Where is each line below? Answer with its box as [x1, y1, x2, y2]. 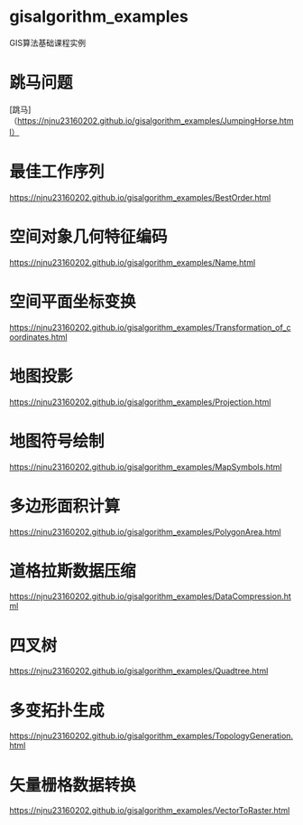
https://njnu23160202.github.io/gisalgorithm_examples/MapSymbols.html [9, 461, 282, 472]
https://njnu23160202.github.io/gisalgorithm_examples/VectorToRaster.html [9, 805, 290, 816]
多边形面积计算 [9, 495, 121, 516]
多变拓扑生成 [9, 700, 106, 720]
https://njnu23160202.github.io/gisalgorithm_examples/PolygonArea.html [9, 526, 281, 537]
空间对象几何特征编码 [9, 227, 169, 247]
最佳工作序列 [9, 162, 106, 183]
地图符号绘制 [9, 431, 106, 451]
